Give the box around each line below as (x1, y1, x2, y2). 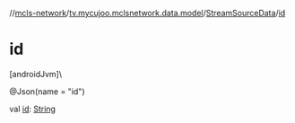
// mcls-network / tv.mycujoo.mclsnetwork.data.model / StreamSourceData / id (9, 8, 286, 18)
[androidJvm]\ (9, 68, 63, 79)
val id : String (9, 103, 56, 114)
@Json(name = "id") (9, 85, 85, 97)
